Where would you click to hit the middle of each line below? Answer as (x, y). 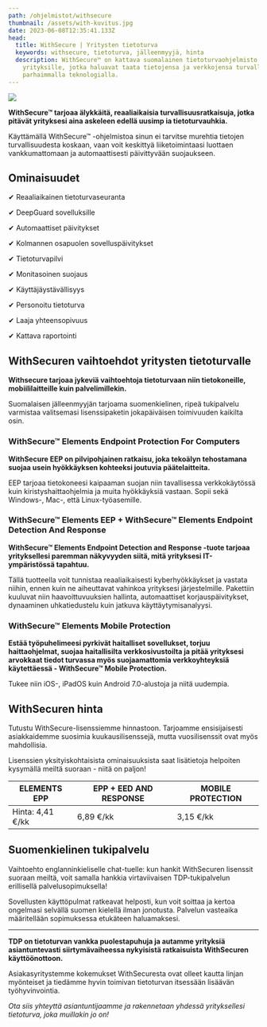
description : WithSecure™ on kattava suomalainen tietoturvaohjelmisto (137, 60)
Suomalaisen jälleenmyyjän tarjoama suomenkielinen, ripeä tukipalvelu (124, 404)
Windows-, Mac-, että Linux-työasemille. (75, 500)
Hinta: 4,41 (33, 811)
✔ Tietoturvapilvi (36, 259)
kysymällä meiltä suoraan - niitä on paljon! (77, 768)
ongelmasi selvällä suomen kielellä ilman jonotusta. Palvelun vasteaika (123, 910)
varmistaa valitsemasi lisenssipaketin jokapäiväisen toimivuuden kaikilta (126, 412)
